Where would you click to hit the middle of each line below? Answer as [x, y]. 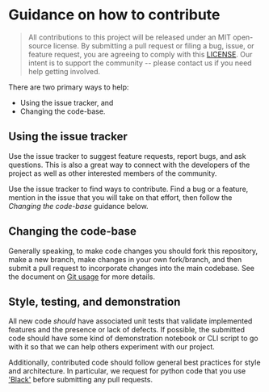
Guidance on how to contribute [114, 15]
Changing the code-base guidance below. [78, 206]
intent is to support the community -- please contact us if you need [140, 63]
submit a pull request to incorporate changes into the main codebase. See [131, 268]
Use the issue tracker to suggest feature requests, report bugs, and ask [127, 156]
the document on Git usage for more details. [82, 277]
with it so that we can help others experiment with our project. [112, 347]
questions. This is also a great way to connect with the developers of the [129, 165]
